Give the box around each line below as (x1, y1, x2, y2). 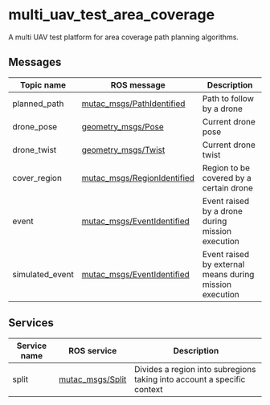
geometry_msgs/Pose (81, 121, 165, 132)
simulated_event (12, 268, 74, 280)
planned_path (12, 98, 64, 109)
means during (202, 268, 255, 280)
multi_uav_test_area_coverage (8, 6, 215, 24)
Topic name (19, 79, 67, 90)
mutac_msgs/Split (59, 374, 127, 385)
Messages (8, 55, 62, 69)
